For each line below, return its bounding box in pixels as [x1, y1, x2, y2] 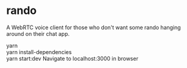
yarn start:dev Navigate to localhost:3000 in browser [6, 55, 138, 62]
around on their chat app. [6, 30, 70, 37]
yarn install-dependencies [6, 48, 72, 55]
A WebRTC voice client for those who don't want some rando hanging [6, 24, 181, 31]
